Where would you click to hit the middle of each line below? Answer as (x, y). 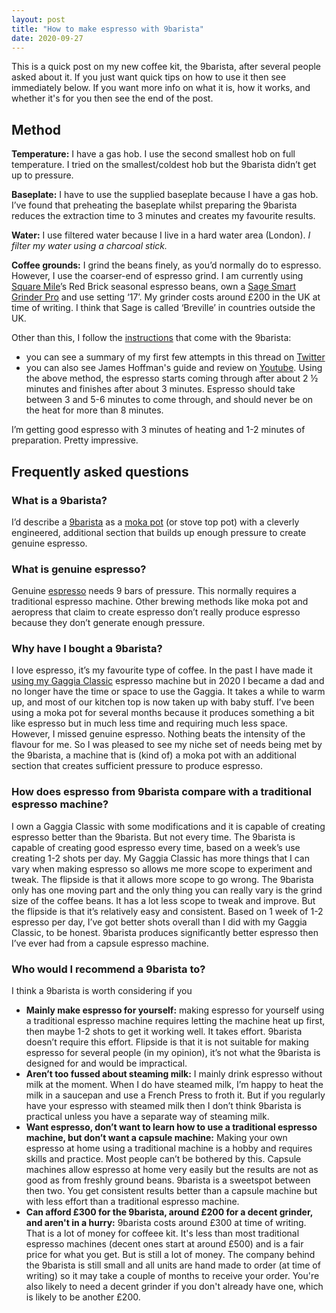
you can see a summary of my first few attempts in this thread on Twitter (175, 357)
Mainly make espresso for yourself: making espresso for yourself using (175, 1010)
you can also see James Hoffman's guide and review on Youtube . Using (174, 368)
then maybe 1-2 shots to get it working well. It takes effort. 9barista (164, 1032)
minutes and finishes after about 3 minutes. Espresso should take (160, 389)
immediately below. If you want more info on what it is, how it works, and (161, 88)
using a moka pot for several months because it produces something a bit (163, 713)
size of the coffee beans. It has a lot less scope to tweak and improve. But (163, 900)
